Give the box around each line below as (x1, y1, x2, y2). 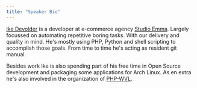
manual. (6, 50, 26, 57)
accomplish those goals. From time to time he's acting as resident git (6, 44, 177, 51)
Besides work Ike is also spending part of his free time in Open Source (6, 62, 181, 69)
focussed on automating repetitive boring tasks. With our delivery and (6, 31, 180, 39)
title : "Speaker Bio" (6, 8, 61, 15)
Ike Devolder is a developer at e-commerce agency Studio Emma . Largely (6, 25, 189, 32)
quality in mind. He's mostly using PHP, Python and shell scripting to (6, 38, 176, 45)
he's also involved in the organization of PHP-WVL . (6, 75, 133, 82)
